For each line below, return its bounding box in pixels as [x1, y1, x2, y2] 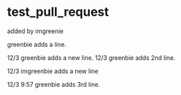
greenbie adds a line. [7, 40, 67, 48]
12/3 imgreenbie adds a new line [7, 67, 99, 75]
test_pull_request [7, 4, 110, 20]
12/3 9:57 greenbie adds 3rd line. [7, 80, 101, 88]
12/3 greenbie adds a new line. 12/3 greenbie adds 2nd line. [7, 53, 176, 62]
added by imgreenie [7, 27, 64, 35]
